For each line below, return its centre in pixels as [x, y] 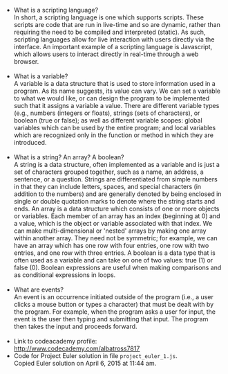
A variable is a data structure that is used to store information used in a [114, 83]
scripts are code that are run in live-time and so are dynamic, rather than [117, 25]
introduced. [30, 142]
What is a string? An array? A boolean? [69, 157]
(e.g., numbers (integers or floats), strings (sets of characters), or [107, 113]
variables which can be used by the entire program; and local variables [115, 128]
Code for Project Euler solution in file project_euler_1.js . [95, 356]
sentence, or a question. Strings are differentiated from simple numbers [115, 179]
